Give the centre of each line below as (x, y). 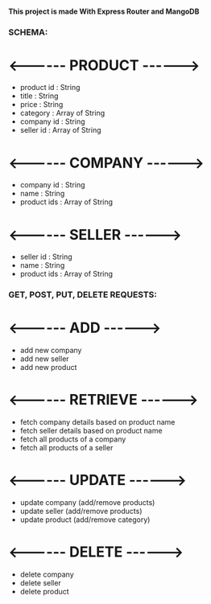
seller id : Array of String (60, 130)
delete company (47, 574)
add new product (48, 368)
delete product (45, 592)
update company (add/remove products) (87, 503)
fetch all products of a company (73, 439)
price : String (41, 105)
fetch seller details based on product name (91, 431)
